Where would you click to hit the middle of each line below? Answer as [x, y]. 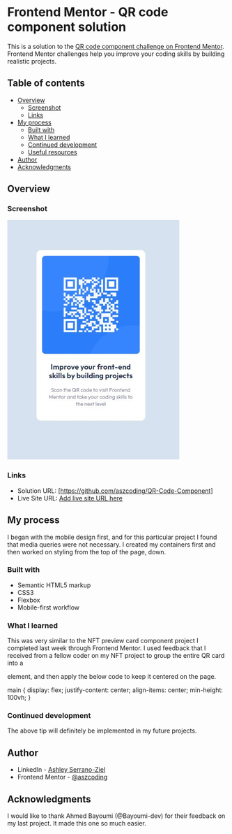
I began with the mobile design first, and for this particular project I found [112, 537]
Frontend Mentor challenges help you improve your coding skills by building [116, 54]
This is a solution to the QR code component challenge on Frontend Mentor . [116, 46]
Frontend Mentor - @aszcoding [62, 777]
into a [15, 663]
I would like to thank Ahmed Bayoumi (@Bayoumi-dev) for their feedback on [116, 816]
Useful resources [53, 152]
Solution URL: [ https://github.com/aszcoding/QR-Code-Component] [115, 491]
